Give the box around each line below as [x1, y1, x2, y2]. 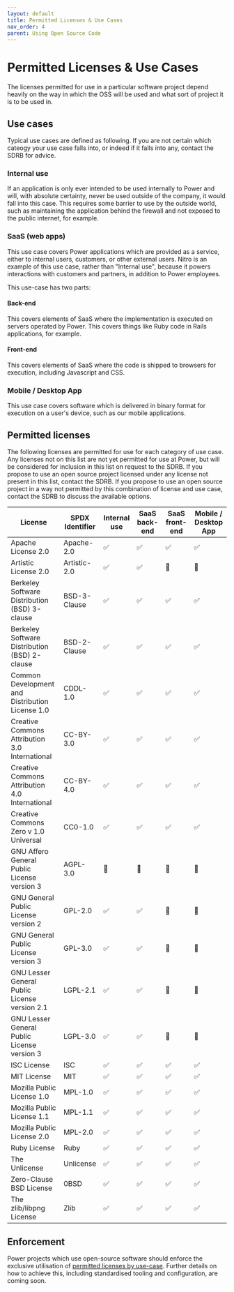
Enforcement [7, 1235, 65, 1247]
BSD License [10, 1183, 53, 1193]
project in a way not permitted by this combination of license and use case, [7, 485, 223, 493]
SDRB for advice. [7, 151, 56, 159]
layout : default [7, 10, 54, 17]
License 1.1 [10, 1112, 49, 1122]
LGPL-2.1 [63, 985, 96, 995]
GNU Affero [10, 847, 49, 857]
